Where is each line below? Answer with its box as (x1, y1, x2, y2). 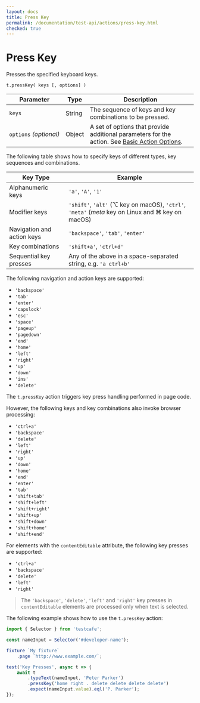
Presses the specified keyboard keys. (6, 71, 98, 78)
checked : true (6, 25, 42, 32)
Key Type (22, 174, 50, 182)
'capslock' (14, 307, 42, 313)
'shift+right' (14, 506, 50, 512)
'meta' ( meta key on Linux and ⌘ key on (68, 208, 182, 217)
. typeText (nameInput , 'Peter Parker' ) (27, 675, 124, 681)
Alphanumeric (9, 183, 49, 192)
